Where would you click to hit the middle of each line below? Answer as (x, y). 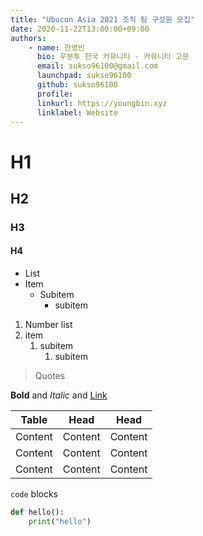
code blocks (34, 494)
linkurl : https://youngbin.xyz (102, 103)
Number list (48, 325)
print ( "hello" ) (60, 521)
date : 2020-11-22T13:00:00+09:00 (80, 29)
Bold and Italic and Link (59, 395)
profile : (55, 94)
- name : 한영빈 (56, 47)
